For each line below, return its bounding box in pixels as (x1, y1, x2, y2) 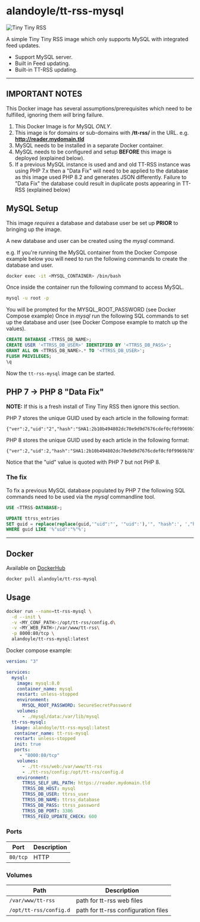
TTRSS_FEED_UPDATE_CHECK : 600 (21, 813, 97, 819)
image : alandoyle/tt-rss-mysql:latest (14, 724, 111, 730)
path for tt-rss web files (76, 896, 143, 905)
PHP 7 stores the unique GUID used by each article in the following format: (6, 414, 189, 421)
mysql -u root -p (6, 295, 49, 301)
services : (6, 669, 31, 675)
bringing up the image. (6, 226, 62, 233)
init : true (14, 741, 42, 747)
